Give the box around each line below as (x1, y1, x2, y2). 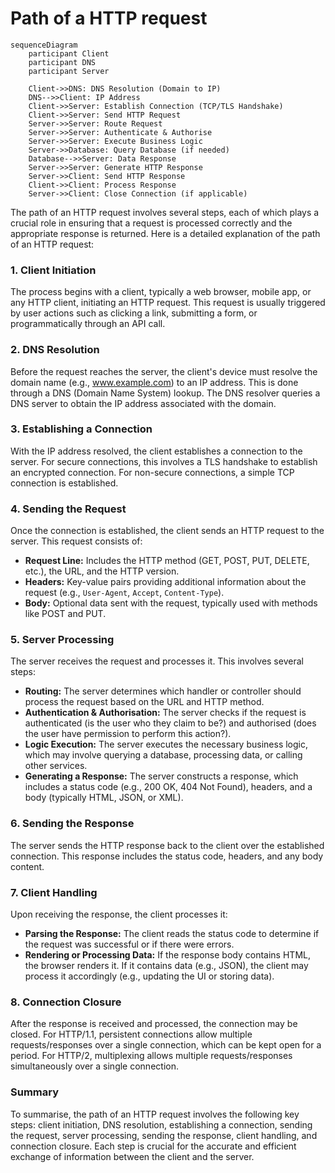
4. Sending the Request (10, 502, 127, 516)
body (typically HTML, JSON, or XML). (24, 792, 184, 804)
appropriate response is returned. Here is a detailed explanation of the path (10, 227, 321, 239)
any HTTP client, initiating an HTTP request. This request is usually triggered (10, 297, 326, 309)
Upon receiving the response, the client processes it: (10, 908, 228, 921)
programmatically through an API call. (10, 318, 166, 330)
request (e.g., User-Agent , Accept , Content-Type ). (24, 587, 225, 599)
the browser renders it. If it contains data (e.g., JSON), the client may (24, 960, 309, 972)
